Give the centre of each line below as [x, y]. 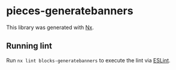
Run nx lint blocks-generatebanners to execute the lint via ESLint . [88, 60]
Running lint [29, 46]
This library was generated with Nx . [50, 27]
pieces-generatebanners [70, 11]
